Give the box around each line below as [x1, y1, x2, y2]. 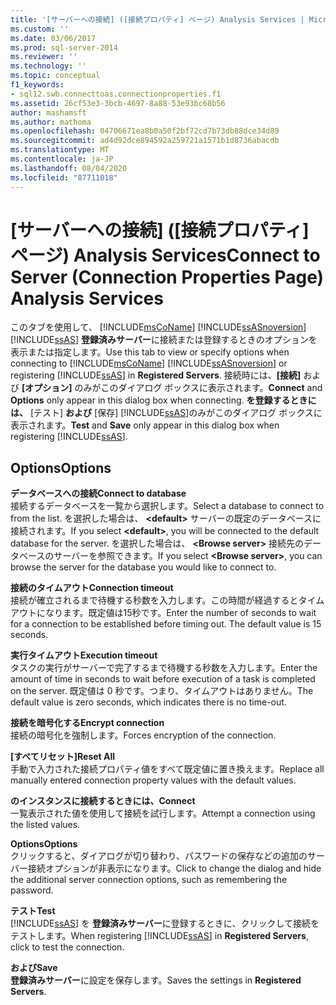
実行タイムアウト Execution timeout [10, 649, 158, 661]
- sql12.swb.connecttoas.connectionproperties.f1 [10, 89, 222, 99]
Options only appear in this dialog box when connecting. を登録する [10, 394, 291, 406]
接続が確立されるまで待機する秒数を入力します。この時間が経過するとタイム [10, 594, 325, 606]
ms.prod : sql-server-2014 [10, 42, 118, 53]
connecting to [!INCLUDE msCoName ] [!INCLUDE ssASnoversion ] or [10, 357, 288, 370]
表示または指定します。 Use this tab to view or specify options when [10, 346, 290, 358]
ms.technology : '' [10, 61, 87, 71]
